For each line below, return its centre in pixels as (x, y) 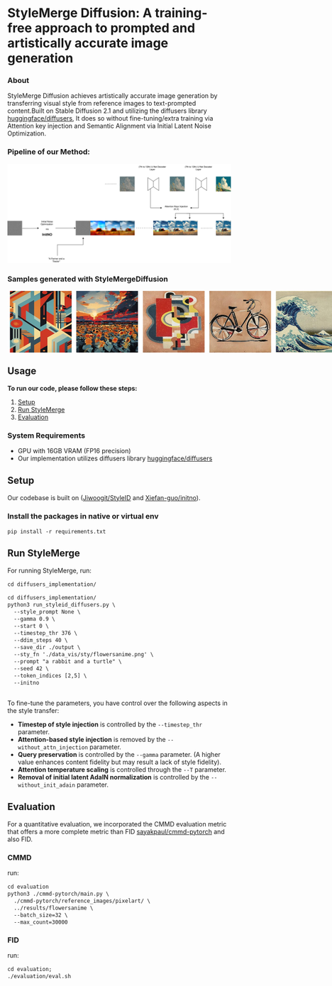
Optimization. (27, 133)
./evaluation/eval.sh (39, 977)
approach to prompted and (115, 28)
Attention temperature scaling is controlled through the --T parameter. (122, 769)
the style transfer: (33, 710)
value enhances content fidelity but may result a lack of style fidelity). (120, 762)
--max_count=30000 (41, 922)
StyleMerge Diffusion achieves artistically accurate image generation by (112, 96)
